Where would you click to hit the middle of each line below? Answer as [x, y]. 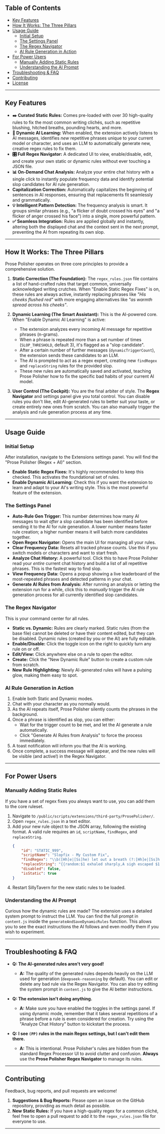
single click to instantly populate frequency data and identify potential [83, 179]
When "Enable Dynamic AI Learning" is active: [59, 319]
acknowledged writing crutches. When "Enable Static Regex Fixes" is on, [86, 289]
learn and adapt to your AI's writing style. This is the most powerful [80, 488]
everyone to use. [29, 1121]
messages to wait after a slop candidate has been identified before [80, 522]
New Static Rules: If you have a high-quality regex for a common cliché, [85, 1111]
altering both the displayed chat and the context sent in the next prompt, [85, 227]
